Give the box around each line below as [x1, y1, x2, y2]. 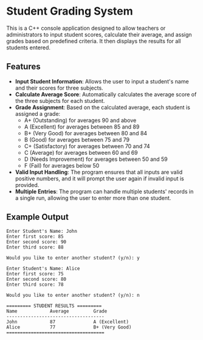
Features [6, 62, 41, 72]
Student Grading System [6, 4, 134, 18]
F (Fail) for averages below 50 [24, 161, 100, 169]
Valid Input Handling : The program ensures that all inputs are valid [15, 168, 183, 175]
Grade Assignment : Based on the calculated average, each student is [15, 104, 190, 111]
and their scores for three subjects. [15, 84, 103, 91]
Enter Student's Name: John [6, 228, 78, 234]
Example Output [6, 212, 69, 222]
